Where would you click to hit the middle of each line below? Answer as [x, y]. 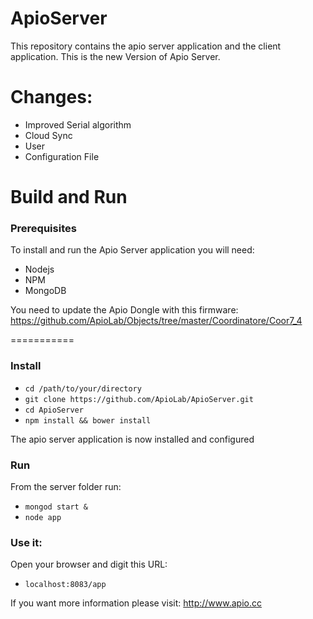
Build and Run [69, 197]
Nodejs [39, 269]
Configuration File [62, 156]
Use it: [26, 542]
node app [43, 517]
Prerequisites [43, 228]
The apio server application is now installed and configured [132, 439]
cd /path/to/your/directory [83, 388]
